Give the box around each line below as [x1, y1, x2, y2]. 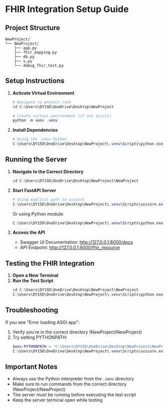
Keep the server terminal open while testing [12, 397, 103, 403]
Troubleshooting [5, 306, 59, 314]
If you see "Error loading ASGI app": [5, 319, 80, 325]
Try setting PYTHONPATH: [12, 334, 68, 340]
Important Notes [5, 362, 58, 371]
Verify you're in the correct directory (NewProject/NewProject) [12, 329, 142, 335]
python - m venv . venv [12, 118, 58, 123]
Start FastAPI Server [12, 187, 57, 193]
